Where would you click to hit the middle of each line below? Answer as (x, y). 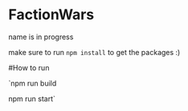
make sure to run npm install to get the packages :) (94, 52)
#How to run (29, 67)
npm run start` (32, 98)
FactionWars (51, 15)
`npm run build (33, 83)
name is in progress (41, 37)
